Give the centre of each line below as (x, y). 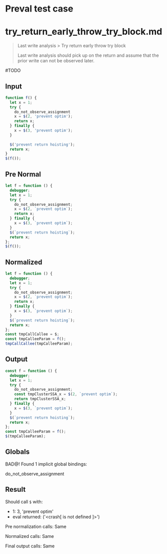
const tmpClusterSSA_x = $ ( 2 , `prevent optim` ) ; (66, 394)
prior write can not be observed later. (56, 61)
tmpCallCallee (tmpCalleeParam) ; (39, 344)
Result (16, 489)
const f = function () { (31, 371)
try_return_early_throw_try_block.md (84, 32)
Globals (18, 452)
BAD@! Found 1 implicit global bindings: (46, 464)
